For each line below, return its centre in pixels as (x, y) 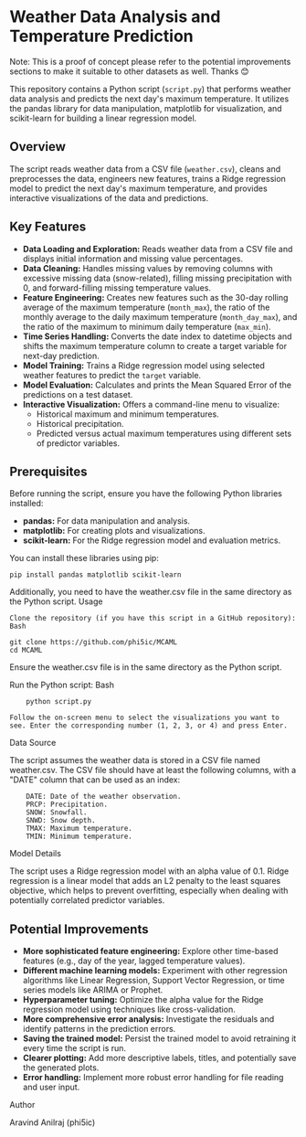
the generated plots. (61, 1068)
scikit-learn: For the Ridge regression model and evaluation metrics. (152, 540)
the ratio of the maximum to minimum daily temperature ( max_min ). (147, 326)
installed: (26, 504)
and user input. (51, 1087)
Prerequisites (48, 471)
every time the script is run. (74, 1048)
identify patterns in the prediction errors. (99, 1029)
